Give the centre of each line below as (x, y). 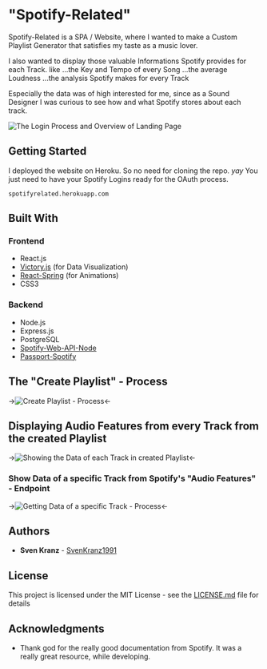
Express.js (37, 331)
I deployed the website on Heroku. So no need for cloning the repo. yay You (133, 171)
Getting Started (48, 151)
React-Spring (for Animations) (69, 276)
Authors (29, 532)
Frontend (26, 241)
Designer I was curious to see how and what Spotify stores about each (125, 102)
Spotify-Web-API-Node (58, 348)
